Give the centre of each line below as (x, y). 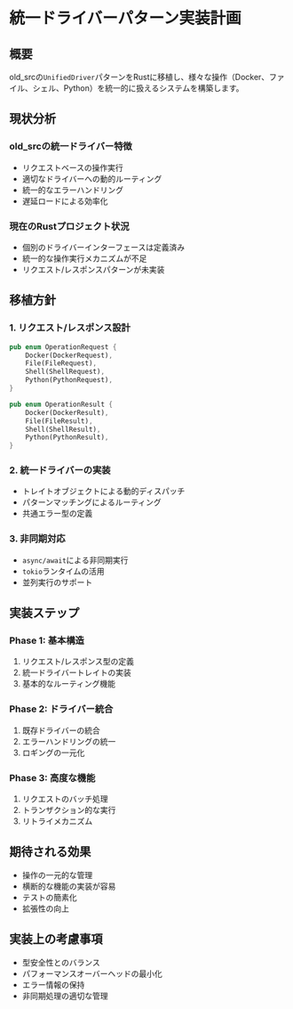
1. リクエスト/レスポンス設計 (70, 328)
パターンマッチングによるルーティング (91, 502)
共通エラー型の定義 (57, 514)
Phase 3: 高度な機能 (52, 777)
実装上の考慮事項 (56, 939)
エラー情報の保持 (53, 984)
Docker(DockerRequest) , (69, 355)
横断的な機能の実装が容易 (69, 886)
